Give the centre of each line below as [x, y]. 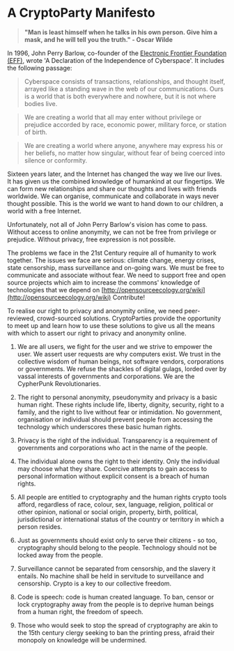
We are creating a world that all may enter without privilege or [113, 117]
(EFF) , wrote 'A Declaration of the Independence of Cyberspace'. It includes [116, 60]
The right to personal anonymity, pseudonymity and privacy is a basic [117, 397]
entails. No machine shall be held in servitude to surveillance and [110, 576]
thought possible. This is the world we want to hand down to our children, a [115, 203]
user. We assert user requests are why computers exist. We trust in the [119, 354]
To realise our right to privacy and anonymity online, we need [95, 310]
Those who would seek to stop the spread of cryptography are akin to [117, 625]
